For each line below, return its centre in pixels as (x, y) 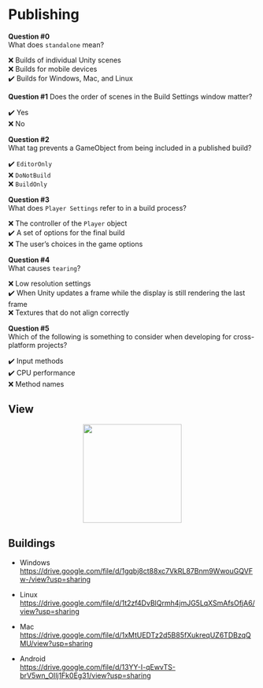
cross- (244, 336)
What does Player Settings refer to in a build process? (98, 208)
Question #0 (29, 36)
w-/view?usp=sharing (55, 579)
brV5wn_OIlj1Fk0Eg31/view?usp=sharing (85, 675)
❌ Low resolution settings (50, 283)
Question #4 (29, 260)
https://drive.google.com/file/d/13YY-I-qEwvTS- (97, 667)
